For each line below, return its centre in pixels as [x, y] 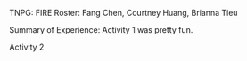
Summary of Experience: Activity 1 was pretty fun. [101, 30]
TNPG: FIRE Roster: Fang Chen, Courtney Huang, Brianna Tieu [123, 13]
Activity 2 [27, 47]
